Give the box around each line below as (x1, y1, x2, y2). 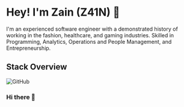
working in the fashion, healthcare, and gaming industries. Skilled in (6, 31, 174, 38)
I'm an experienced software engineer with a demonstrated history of (6, 25, 179, 32)
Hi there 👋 (6, 93, 36, 101)
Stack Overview (6, 62, 67, 72)
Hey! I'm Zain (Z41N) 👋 (6, 5, 120, 19)
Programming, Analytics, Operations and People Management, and (6, 38, 172, 45)
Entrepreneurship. (6, 44, 51, 52)
